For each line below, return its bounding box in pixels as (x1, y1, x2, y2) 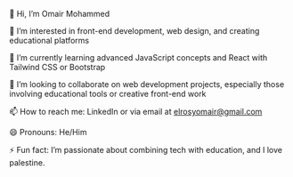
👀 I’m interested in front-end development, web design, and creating (9, 26, 260, 36)
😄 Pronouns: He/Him (9, 127, 87, 137)
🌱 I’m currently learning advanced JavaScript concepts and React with (9, 52, 268, 62)
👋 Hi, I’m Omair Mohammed (9, 9, 110, 19)
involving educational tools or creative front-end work (9, 89, 207, 99)
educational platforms (9, 36, 90, 45)
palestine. (9, 157, 45, 168)
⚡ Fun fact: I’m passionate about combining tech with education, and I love (9, 145, 283, 155)
